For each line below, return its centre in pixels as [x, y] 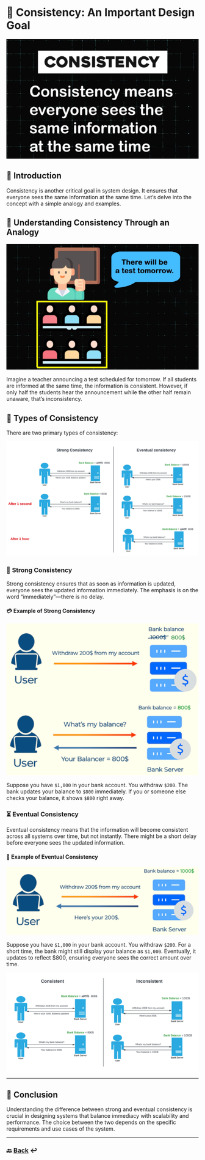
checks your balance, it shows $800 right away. [65, 798]
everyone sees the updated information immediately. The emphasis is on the [103, 590]
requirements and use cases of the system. [61, 1129]
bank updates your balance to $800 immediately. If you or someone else [96, 791]
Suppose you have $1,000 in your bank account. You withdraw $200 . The [97, 785]
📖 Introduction [34, 176]
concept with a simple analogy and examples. [64, 204]
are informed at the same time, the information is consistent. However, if [97, 386]
